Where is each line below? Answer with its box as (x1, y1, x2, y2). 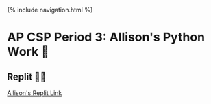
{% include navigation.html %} (7, 6, 94, 14)
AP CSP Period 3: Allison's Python (7, 30, 206, 45)
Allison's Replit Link (7, 89, 62, 97)
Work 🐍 (7, 44, 49, 60)
